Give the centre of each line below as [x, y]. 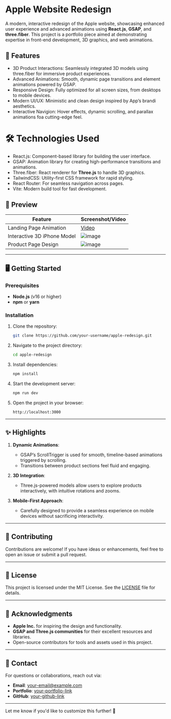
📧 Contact [21, 663]
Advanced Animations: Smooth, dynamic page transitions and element [86, 79]
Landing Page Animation [37, 228]
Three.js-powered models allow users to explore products [81, 485]
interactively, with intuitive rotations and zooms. [70, 490]
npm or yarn [26, 302]
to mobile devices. [32, 95]
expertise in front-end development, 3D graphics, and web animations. [79, 40]
